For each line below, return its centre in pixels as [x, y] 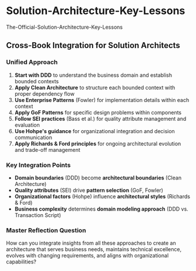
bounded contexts [37, 81]
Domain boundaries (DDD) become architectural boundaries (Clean [98, 178]
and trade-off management [47, 150]
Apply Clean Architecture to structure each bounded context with [95, 87]
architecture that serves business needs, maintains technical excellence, [94, 249]
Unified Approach [32, 62]
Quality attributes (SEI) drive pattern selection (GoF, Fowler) [89, 190]
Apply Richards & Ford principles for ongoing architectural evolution [98, 143]
